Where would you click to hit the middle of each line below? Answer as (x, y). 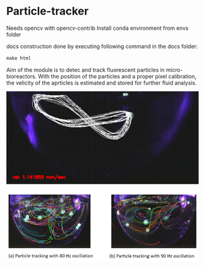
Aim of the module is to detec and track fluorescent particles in (85, 70)
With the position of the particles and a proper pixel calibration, (117, 76)
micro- (174, 70)
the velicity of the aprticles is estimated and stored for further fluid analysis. (102, 83)
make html (19, 58)
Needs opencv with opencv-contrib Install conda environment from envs (98, 28)
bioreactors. (22, 76)
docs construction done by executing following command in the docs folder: (102, 46)
